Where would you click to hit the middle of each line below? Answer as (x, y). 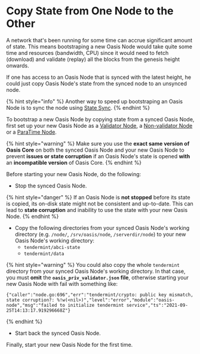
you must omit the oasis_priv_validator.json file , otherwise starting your (98, 277)
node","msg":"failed (32, 305)
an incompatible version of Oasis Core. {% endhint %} (74, 162)
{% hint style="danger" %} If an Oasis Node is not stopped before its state (98, 197)
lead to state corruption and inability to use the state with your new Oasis (97, 210)
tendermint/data (44, 254)
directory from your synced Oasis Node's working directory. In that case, (96, 271)
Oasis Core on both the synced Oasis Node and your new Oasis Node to (95, 150)
